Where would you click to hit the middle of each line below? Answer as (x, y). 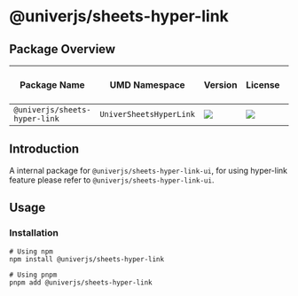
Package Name (53, 85)
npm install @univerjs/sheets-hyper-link (87, 259)
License (263, 85)
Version (220, 85)
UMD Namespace (147, 85)
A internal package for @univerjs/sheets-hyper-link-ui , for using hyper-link (149, 170)
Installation (34, 233)
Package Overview (63, 49)
